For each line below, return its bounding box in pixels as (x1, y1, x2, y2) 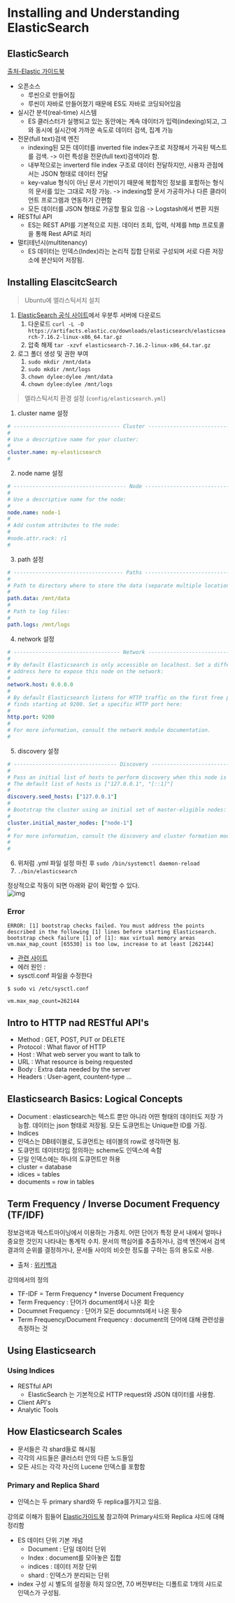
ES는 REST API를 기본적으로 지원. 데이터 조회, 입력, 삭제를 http (27, 221, 201, 229)
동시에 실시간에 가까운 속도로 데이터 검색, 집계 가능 (35, 126, 173, 134)
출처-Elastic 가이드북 (7, 67, 65, 75)
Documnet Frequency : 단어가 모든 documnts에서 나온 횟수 (17, 1306, 183, 1314)
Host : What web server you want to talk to (17, 1050, 141, 1059)
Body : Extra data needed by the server (17, 1065, 131, 1074)
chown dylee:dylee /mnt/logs (27, 380, 113, 388)
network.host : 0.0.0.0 (7, 681, 73, 688)
